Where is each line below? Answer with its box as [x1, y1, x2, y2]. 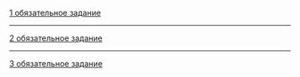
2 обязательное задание [9, 33, 103, 43]
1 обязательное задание [9, 8, 101, 18]
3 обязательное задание [9, 58, 103, 69]
